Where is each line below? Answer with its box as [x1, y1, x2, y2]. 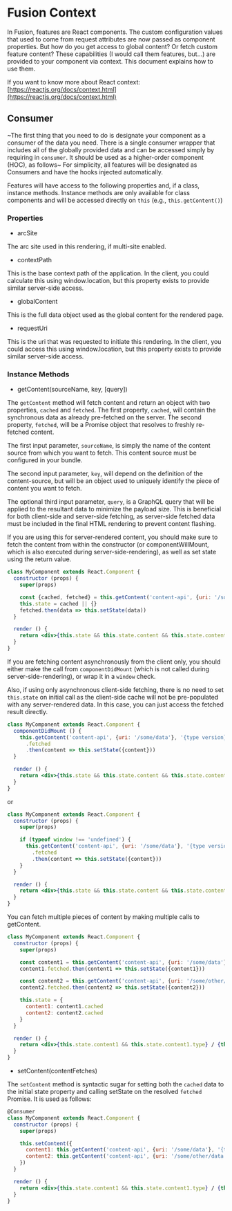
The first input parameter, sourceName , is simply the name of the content [7, 441, 211, 450]
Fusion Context [7, 5, 97, 21]
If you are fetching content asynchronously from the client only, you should [7, 657, 221, 666]
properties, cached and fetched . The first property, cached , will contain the [7, 406, 216, 415]
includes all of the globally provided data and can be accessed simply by [7, 145, 215, 154]
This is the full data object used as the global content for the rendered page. [7, 311, 224, 319]
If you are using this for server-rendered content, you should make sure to [7, 533, 218, 541]
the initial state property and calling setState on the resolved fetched [7, 1088, 202, 1096]
